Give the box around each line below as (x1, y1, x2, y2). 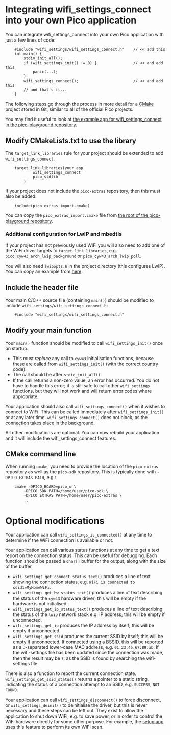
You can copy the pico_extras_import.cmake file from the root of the (5, 212, 149, 218)
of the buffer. (5, 563, 33, 570)
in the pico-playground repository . (5, 122, 78, 128)
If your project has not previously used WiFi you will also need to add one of (5, 242, 165, 248)
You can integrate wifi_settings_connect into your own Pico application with (5, 31, 164, 37)
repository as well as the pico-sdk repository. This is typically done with (5, 469, 156, 475)
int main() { (14, 51, 42, 56)
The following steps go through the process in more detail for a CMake (5, 101, 154, 107)
